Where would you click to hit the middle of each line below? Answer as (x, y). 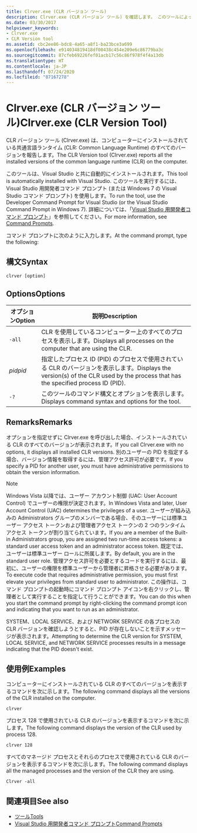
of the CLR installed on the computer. (51, 698)
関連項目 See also (38, 801)
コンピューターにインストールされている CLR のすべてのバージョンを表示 (94, 684)
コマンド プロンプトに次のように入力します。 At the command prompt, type (97, 235)
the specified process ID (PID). (83, 383)
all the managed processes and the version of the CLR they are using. (90, 771)
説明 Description (115, 316)
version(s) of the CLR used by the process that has (111, 375)
